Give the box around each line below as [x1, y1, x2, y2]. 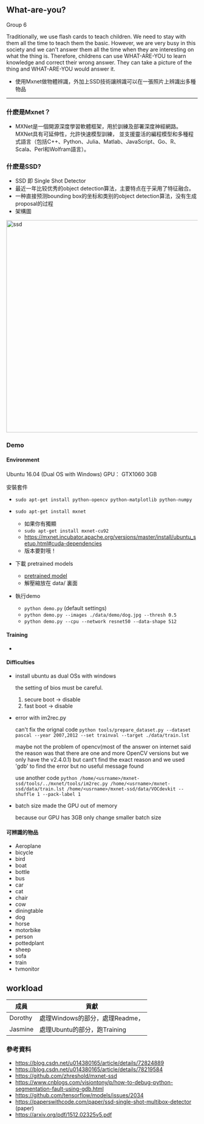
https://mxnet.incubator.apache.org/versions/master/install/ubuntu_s [24, 533, 196, 541]
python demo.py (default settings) [24, 604, 107, 611]
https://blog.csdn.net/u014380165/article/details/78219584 [15, 1066, 163, 1073]
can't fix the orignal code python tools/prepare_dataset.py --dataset [15, 726, 191, 733]
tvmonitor [15, 965, 39, 973]
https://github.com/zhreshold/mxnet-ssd [15, 1072, 117, 1080]
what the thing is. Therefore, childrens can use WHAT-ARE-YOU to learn [6, 52, 186, 60]
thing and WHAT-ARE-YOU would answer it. [6, 65, 115, 72]
